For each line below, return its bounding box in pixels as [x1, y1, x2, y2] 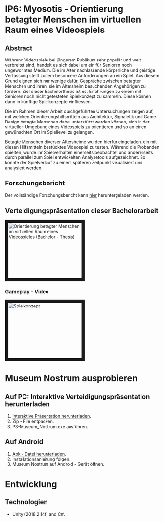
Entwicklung [5, 478, 57, 490]
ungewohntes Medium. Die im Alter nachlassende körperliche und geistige [5, 67, 156, 73]
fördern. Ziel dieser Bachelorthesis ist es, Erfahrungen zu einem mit [5, 89, 141, 94]
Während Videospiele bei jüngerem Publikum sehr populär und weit [5, 57, 141, 62]
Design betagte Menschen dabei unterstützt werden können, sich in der [5, 119, 150, 124]
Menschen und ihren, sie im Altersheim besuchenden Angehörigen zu [5, 83, 146, 89]
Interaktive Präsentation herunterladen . [12, 413, 92, 419]
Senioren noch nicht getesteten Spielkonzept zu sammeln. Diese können [5, 93, 151, 99]
